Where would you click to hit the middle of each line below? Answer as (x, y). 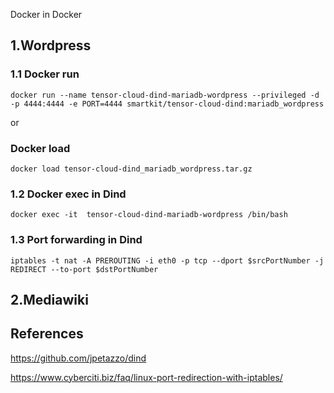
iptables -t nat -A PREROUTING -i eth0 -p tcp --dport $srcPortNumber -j (167, 260)
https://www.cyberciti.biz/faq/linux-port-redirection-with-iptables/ (146, 377)
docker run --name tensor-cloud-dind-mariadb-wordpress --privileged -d (165, 95)
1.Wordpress (51, 45)
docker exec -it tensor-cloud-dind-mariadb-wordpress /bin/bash (149, 215)
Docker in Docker (46, 14)
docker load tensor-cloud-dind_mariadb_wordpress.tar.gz (131, 169)
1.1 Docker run (45, 74)
